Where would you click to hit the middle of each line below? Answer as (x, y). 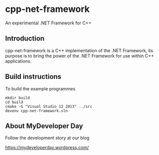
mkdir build (17, 98)
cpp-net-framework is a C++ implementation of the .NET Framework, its (79, 50)
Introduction (25, 39)
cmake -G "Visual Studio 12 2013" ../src (49, 106)
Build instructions (33, 77)
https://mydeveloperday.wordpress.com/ (47, 148)
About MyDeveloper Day (44, 126)
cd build (14, 102)
